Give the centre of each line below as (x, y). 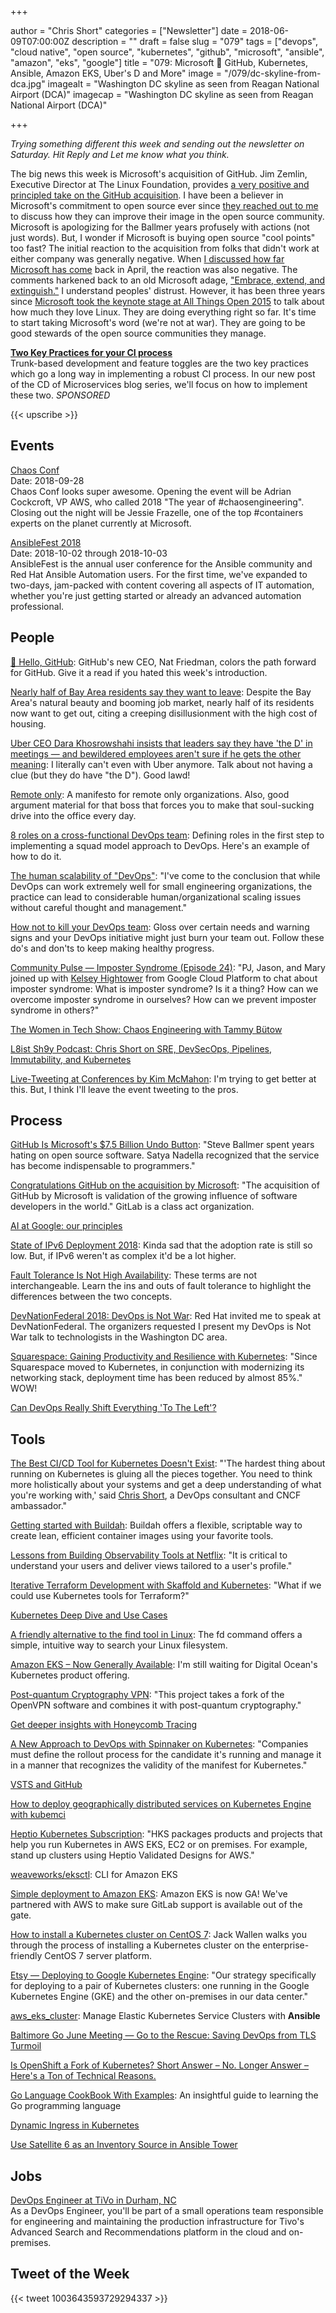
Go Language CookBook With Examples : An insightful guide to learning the (164, 2095)
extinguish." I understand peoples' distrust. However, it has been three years (168, 290)
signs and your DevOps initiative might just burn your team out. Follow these (167, 937)
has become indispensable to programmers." (103, 1166)
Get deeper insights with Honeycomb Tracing (104, 1725)
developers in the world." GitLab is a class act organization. (132, 1207)
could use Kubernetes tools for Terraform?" (100, 1596)
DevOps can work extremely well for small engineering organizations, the (161, 886)
